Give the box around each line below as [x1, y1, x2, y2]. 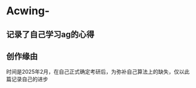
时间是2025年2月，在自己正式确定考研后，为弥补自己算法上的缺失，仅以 [6, 68, 185, 76]
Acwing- [6, 4, 50, 18]
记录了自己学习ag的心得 [6, 29, 94, 39]
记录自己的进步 [11, 76, 48, 83]
